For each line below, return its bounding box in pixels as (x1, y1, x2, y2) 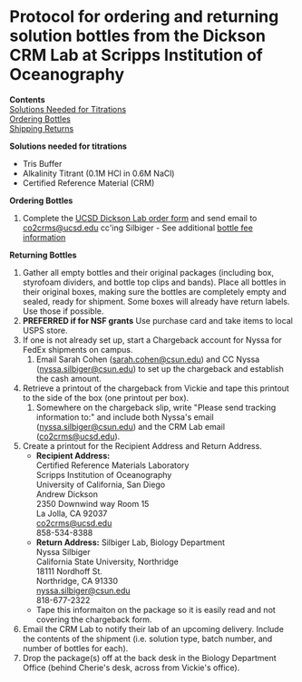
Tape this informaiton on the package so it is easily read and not (35, 604, 277, 615)
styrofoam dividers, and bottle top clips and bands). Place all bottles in (22, 277, 287, 287)
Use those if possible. (22, 306, 104, 317)
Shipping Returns (9, 122, 74, 133)
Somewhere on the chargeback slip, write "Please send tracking (35, 402, 277, 413)
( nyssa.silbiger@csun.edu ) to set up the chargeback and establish (35, 363, 284, 374)
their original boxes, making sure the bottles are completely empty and (22, 286, 287, 297)
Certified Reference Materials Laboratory (35, 460, 190, 471)
